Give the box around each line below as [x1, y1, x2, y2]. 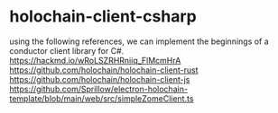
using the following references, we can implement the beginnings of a [9, 36, 269, 47]
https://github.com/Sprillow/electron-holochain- [9, 83, 188, 94]
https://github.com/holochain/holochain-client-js [9, 74, 190, 84]
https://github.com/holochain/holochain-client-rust [9, 65, 199, 75]
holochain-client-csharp [9, 6, 197, 27]
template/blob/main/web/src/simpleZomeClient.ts [9, 92, 194, 104]
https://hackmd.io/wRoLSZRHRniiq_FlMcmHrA [9, 55, 181, 65]
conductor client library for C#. [9, 45, 125, 56]
